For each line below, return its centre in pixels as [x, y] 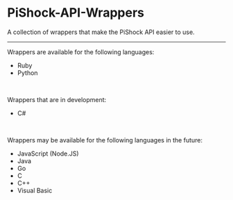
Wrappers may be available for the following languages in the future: [105, 140]
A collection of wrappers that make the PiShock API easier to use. [101, 32]
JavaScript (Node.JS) [48, 153]
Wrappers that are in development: [57, 99]
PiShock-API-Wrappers [76, 13]
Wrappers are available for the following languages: [81, 52]
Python [27, 73]
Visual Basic [35, 190]
